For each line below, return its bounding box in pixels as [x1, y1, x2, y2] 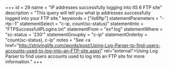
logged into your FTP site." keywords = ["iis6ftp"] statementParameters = [5, 15, 159, 21]
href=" [5, 42, 19, 48]
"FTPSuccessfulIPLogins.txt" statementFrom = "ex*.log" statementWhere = [5, 26, 163, 32]
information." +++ [5, 59, 43, 64]
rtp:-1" [5, 20, 19, 27]
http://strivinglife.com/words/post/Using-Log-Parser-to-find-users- [18, 42, 161, 48]
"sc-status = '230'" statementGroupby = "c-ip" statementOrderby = [5, 32, 148, 37]
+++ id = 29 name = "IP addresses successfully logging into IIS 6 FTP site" [5, 5, 162, 10]
